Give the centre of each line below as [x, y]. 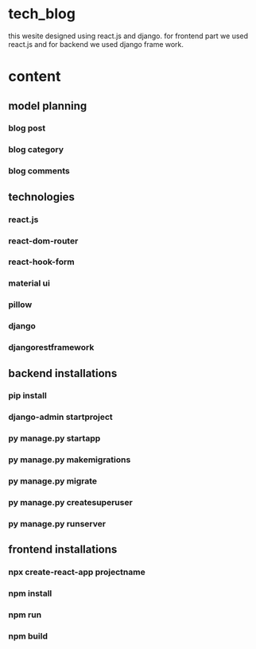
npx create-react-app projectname [77, 572]
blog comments [39, 171]
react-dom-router [43, 241]
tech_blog [42, 14]
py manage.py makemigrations [70, 460]
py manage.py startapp [54, 438]
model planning [48, 105]
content [35, 77]
